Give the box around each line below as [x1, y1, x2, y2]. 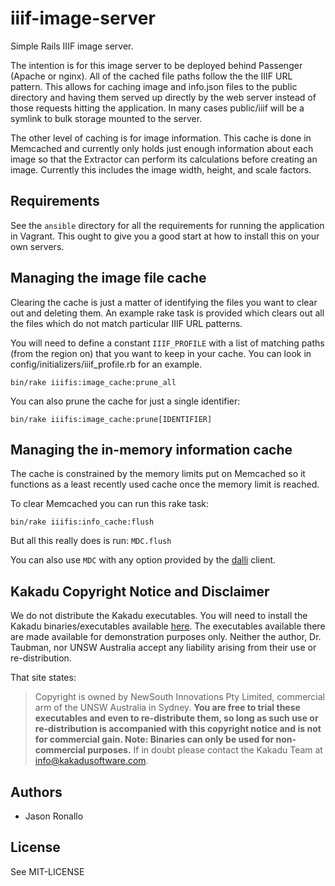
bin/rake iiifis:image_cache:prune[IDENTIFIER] [10, 414, 213, 424]
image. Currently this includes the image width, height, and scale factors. [10, 163, 312, 176]
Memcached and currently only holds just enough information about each [10, 142, 314, 154]
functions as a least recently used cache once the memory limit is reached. [10, 478, 320, 491]
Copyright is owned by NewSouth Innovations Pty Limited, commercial [34, 691, 326, 703]
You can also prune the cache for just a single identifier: [10, 395, 241, 407]
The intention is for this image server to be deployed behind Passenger [10, 59, 303, 71]
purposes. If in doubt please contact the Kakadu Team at [87, 744, 323, 756]
